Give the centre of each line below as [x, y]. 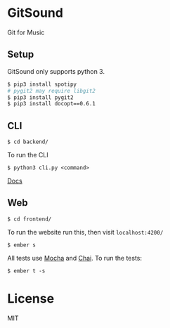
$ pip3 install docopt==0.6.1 [52, 104]
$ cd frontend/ [30, 219]
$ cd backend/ [28, 142]
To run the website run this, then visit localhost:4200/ [85, 232]
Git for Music [26, 32]
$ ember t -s [26, 271]
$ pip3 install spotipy [42, 84]
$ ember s [22, 245]
